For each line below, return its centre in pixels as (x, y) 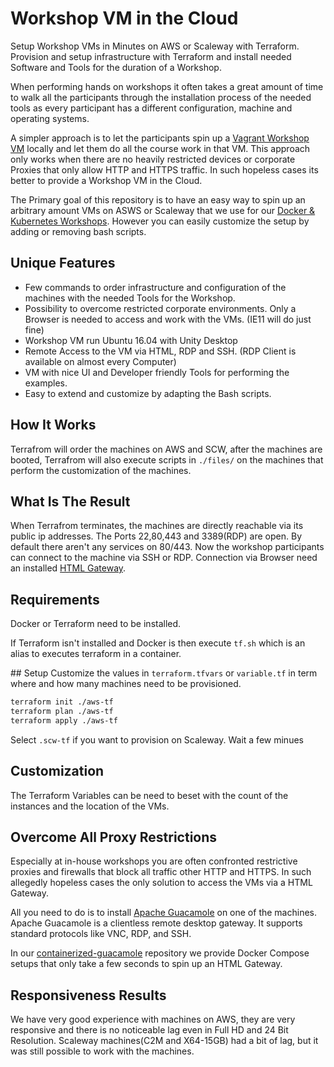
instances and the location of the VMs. (90, 806)
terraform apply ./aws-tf (64, 720)
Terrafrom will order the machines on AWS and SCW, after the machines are (166, 449)
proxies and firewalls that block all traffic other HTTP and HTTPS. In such (161, 872)
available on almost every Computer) (100, 361)
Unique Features (63, 263)
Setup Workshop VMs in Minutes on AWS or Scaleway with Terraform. (155, 46)
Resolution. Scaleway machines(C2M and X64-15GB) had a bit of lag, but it (164, 1041)
